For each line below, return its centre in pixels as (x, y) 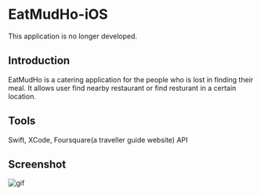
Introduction (39, 61)
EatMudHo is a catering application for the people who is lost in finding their (131, 79)
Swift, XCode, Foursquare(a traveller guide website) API (98, 139)
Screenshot (37, 164)
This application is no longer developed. (73, 36)
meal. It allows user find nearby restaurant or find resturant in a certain (122, 88)
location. (22, 96)
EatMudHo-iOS (58, 14)
